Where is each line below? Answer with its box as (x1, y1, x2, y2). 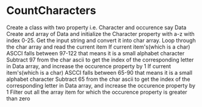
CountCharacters (6, 4, 96, 18)
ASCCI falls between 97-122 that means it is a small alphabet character (6, 49, 185, 57)
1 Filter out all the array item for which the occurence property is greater (6, 88, 187, 95)
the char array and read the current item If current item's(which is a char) (6, 43, 190, 50)
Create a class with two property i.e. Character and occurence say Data (6, 24, 187, 31)
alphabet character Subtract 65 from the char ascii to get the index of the (6, 75, 190, 83)
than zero (6, 95, 31, 102)
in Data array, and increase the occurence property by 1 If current (6, 62, 171, 70)
